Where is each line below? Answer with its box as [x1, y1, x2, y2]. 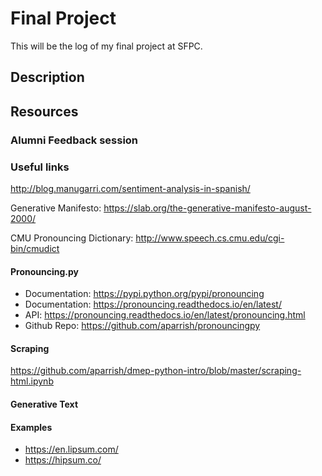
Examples [10, 421, 53, 433]
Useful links [10, 160, 70, 174]
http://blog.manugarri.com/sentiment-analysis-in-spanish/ [10, 182, 251, 194]
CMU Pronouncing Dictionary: [10, 232, 134, 244]
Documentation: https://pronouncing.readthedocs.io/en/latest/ [24, 298, 282, 311]
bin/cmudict [10, 242, 60, 254]
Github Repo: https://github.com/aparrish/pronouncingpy [24, 320, 261, 332]
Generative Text [10, 398, 79, 410]
